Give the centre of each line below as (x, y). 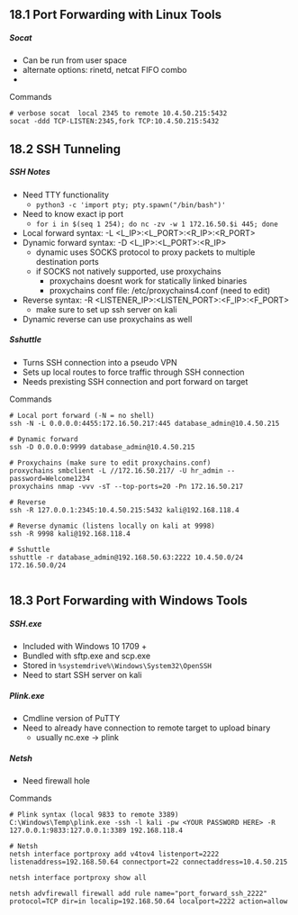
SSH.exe (26, 623)
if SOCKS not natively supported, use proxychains (129, 271)
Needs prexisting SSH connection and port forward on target (135, 381)
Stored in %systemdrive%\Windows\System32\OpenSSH (117, 666)
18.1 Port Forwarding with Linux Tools (116, 15)
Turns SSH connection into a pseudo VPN (99, 362)
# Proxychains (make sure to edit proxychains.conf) (110, 463)
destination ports (67, 261)
